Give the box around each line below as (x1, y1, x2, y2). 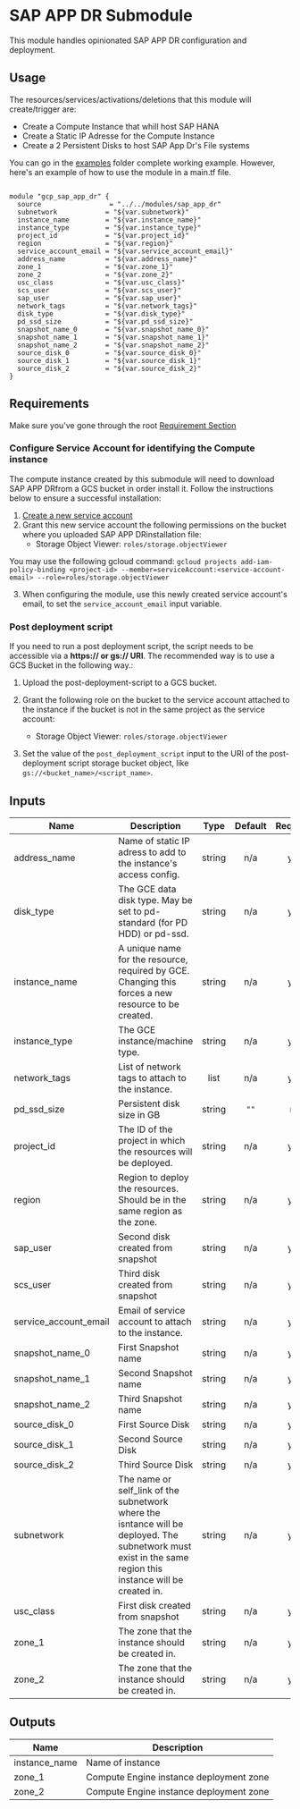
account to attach (118, 1315, 192, 1328)
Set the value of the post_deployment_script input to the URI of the (21, 748, 268, 759)
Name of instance (86, 1756, 161, 1769)
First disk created (118, 1599, 192, 1611)
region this (118, 1562, 163, 1575)
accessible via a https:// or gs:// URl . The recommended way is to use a (9, 650, 275, 662)
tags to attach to (118, 1071, 187, 1084)
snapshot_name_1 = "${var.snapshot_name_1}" (17, 333, 210, 342)
